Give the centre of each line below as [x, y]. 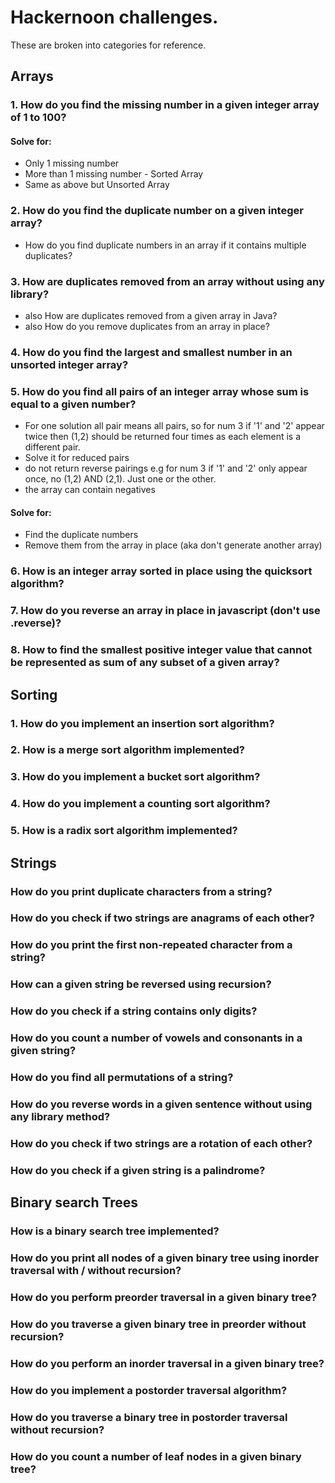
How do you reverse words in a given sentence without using [161, 1104]
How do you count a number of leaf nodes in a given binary [156, 1456]
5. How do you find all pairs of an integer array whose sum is [160, 391]
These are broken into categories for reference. [108, 45]
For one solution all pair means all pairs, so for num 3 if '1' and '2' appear [174, 426]
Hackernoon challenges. [114, 17]
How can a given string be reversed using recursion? [141, 984]
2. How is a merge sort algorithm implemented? [127, 750]
